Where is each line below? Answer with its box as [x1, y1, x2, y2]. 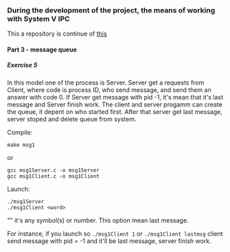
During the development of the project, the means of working [7, 5, 216, 15]
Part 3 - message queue [7, 45, 78, 54]
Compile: [7, 128, 33, 136]
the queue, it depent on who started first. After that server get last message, [7, 107, 223, 115]
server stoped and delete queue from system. [7, 115, 137, 123]
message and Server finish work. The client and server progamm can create [7, 100, 223, 108]
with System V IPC [7, 14, 70, 23]
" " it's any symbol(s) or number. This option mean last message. [7, 216, 189, 225]
